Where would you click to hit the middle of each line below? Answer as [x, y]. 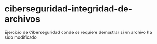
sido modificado [21, 37]
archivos [23, 19]
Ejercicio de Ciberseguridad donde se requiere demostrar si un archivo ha [78, 32]
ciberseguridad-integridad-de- [69, 9]
